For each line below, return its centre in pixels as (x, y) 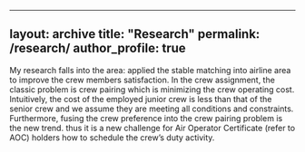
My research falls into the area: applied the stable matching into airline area (150, 70)
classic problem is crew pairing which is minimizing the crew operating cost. (152, 89)
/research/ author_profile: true (98, 48)
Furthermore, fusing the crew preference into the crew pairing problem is (146, 118)
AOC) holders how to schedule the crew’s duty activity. (112, 138)
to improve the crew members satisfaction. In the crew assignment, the (142, 80)
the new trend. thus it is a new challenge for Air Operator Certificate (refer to (152, 128)
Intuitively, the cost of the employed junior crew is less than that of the (141, 99)
